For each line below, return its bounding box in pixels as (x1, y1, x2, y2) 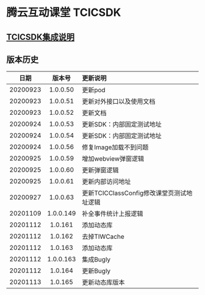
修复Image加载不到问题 (82, 143, 149, 151)
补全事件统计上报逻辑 (82, 209, 143, 218)
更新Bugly (82, 267, 111, 275)
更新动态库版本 (82, 279, 125, 287)
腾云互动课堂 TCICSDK (6, 5, 121, 20)
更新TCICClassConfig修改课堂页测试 (82, 189, 187, 197)
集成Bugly (82, 255, 111, 264)
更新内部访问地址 (82, 178, 131, 186)
